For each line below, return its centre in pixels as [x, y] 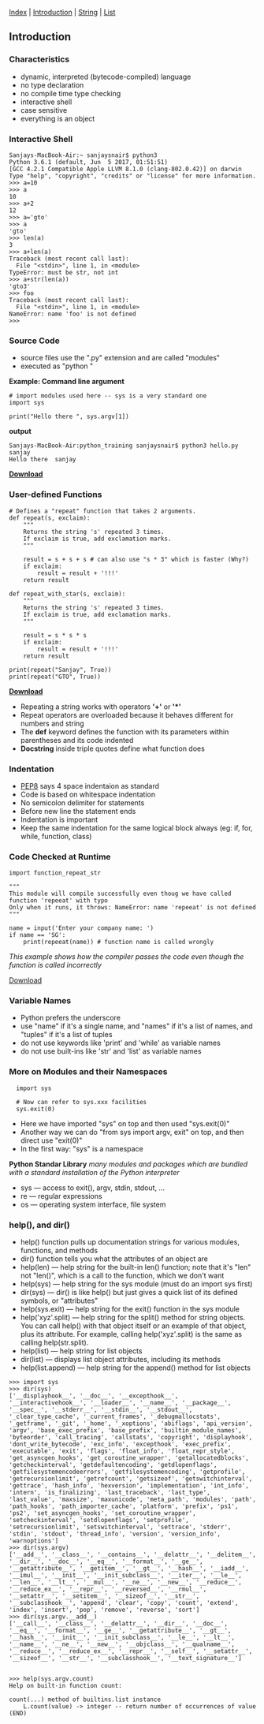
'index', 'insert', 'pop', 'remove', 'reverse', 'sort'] [104, 1610]
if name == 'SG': [37, 935]
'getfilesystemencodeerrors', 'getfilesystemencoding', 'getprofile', [127, 1472]
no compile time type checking [71, 93]
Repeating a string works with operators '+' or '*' [100, 707]
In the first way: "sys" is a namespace [82, 1148]
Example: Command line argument [67, 382]
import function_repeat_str [55, 873]
